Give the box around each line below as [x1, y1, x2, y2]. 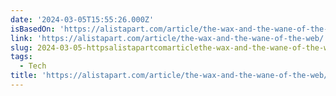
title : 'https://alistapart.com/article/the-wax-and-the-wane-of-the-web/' [10, 71, 333, 81]
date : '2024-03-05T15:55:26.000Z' [10, 14, 155, 25]
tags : [10, 52, 33, 62]
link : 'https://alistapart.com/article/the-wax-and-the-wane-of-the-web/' [10, 33, 329, 43]
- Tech [19, 61, 47, 71]
